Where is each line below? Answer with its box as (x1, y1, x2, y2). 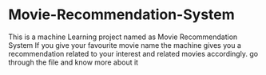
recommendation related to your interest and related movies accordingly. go (8, 49, 258, 58)
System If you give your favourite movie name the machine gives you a (8, 40, 241, 49)
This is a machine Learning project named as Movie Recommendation (8, 32, 238, 41)
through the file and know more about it (8, 57, 138, 67)
